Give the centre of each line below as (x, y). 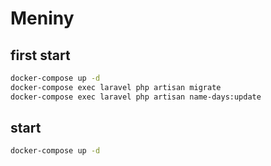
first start (40, 55)
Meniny (42, 18)
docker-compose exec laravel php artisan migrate (116, 87)
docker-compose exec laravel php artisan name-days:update (136, 97)
